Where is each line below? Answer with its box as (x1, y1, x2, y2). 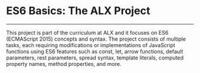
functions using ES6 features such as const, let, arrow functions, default (6, 48, 183, 55)
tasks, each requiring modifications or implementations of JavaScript (6, 41, 176, 48)
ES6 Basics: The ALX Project (6, 4, 151, 18)
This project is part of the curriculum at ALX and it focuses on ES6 (6, 29, 168, 36)
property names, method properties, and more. (6, 60, 122, 67)
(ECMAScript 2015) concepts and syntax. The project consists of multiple (6, 35, 186, 42)
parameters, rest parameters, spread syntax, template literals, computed (6, 54, 184, 61)
